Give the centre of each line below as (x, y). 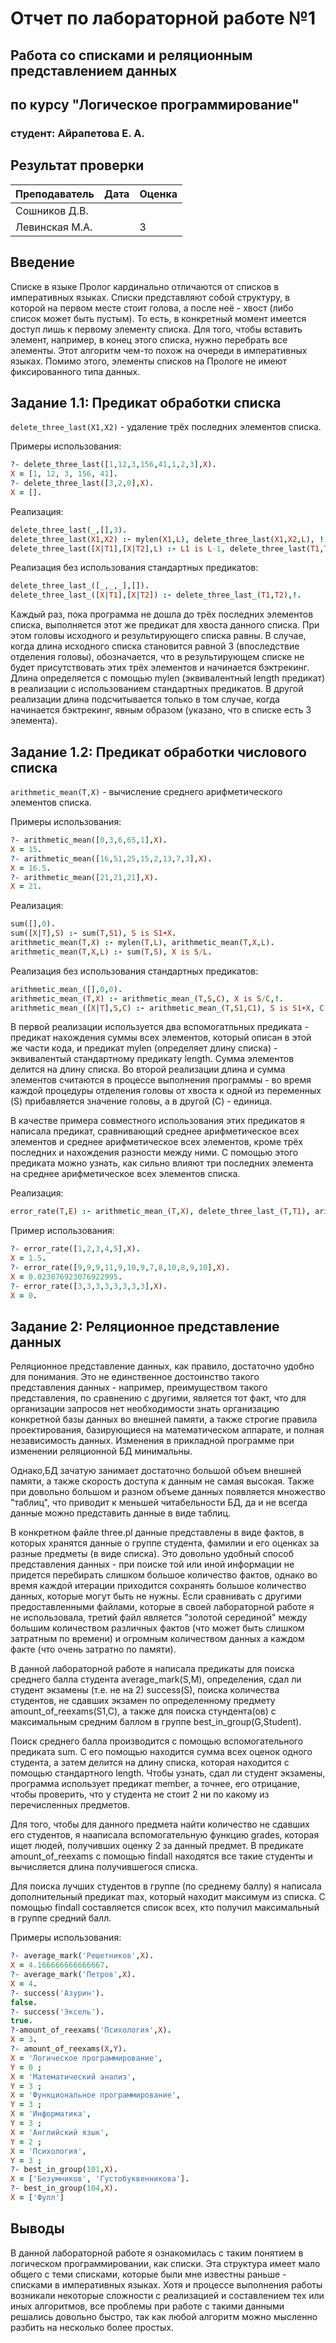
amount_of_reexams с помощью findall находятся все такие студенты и (161, 1856)
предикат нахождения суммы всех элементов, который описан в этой (161, 1038)
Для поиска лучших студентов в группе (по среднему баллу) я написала (166, 1886)
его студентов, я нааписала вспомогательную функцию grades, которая (165, 1835)
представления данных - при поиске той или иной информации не (152, 1564)
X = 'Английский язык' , (60, 2132)
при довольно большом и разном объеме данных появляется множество (168, 1492)
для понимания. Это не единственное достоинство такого (135, 1377)
